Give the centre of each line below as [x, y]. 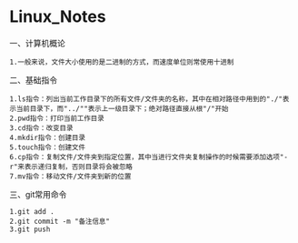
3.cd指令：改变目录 [41, 128]
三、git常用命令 [38, 194]
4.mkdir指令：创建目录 [48, 137]
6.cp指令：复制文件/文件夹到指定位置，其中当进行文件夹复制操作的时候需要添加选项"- [149, 157]
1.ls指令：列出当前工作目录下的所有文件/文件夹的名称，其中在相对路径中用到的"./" [146, 99]
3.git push [30, 229]
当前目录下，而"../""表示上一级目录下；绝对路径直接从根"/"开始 [122, 108]
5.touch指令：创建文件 [48, 147]
